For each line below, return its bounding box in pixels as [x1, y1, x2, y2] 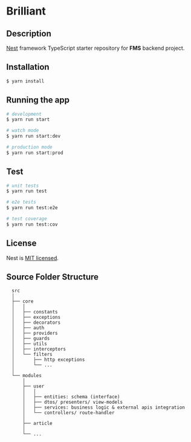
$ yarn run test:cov [6, 221, 59, 227]
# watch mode [6, 127, 39, 134]
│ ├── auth [11, 325, 45, 331]
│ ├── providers [11, 330, 59, 337]
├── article [22, 420, 53, 427]
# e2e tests [6, 199, 36, 206]
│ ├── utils [11, 341, 47, 347]
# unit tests [6, 182, 39, 189]
